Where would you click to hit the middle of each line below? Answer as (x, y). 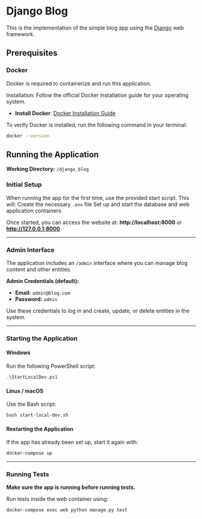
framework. (20, 34)
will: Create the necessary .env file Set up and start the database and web (98, 204)
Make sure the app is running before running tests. (71, 487)
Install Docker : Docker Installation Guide (65, 113)
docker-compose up (29, 453)
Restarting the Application (40, 429)
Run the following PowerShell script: (51, 366)
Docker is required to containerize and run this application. (79, 83)
